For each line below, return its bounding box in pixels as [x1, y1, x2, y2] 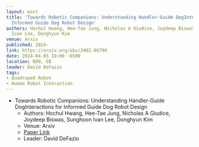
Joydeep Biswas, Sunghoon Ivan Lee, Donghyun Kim [23, 116, 153, 123]
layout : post [6, 8, 38, 15]
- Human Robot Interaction [6, 81, 73, 87]
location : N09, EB [6, 58, 52, 64]
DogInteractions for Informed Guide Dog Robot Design [14, 104, 148, 110]
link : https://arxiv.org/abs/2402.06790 [6, 48, 108, 54]
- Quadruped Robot [6, 75, 52, 81]
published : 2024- [6, 42, 49, 48]
